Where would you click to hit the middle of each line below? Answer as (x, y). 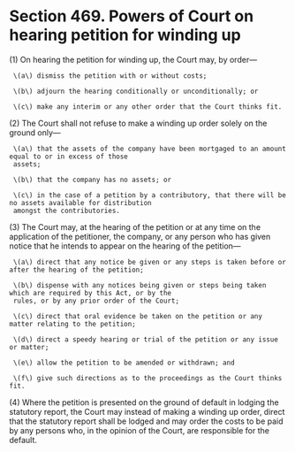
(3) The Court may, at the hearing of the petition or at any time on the (135, 226)
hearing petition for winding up (125, 35)
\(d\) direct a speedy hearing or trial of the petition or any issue (145, 339)
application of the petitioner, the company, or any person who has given (140, 236)
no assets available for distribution (80, 203)
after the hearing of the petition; (76, 270)
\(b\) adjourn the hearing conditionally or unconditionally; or (136, 91)
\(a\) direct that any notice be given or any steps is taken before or (150, 262)
